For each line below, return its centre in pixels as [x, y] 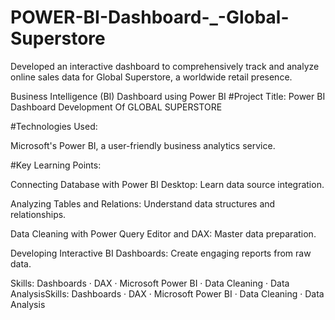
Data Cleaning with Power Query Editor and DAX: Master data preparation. [163, 233]
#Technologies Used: [54, 126]
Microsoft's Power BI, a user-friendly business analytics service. [143, 145]
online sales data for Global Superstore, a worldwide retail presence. [151, 77]
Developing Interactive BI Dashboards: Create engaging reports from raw [161, 253]
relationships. [38, 214]
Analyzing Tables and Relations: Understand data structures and [143, 203]
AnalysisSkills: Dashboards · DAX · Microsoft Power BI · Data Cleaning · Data [167, 293]
